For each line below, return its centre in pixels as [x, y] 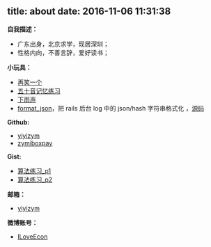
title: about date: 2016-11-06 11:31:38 [89, 11]
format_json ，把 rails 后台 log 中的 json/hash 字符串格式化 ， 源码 [110, 108]
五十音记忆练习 [39, 90]
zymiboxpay [35, 143]
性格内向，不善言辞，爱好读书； [63, 52]
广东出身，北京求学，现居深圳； [63, 44]
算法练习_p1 [34, 170]
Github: [18, 122]
